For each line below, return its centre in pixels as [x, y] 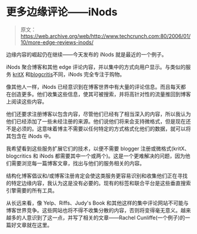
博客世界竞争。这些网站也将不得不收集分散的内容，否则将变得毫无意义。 [93, 210]
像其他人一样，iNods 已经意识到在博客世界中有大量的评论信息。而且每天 [94, 86]
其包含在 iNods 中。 [30, 136]
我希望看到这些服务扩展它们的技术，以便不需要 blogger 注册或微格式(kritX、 [98, 148]
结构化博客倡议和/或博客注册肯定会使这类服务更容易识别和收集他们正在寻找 [97, 175]
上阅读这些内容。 [27, 101]
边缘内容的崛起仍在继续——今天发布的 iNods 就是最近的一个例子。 [86, 54]
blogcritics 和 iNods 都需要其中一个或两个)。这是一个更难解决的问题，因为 [96, 156]
